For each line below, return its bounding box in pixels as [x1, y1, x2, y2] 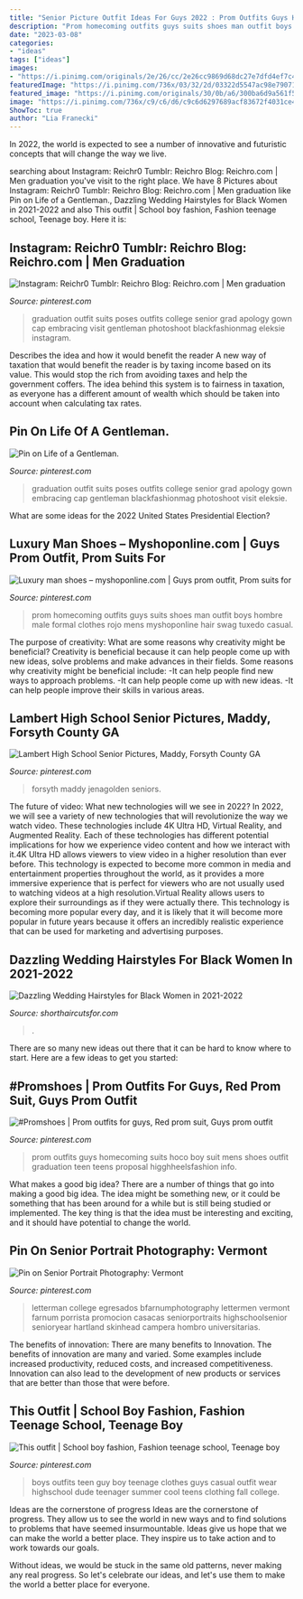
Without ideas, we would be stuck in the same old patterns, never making [9, 1559, 282, 1570]
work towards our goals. [9, 1542, 100, 1553]
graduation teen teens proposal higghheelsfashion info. [31, 1162, 237, 1172]
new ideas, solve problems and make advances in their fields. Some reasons [9, 656, 294, 667]
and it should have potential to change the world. [9, 1217, 191, 1228]
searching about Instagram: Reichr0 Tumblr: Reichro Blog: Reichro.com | [9, 166, 278, 177]
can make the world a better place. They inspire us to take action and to [9, 1532, 277, 1543]
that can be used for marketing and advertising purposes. [9, 926, 224, 937]
